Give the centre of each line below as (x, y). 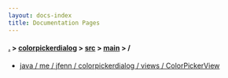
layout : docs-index (40, 15)
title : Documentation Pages (54, 23)
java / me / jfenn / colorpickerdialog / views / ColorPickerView (120, 65)
